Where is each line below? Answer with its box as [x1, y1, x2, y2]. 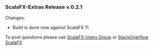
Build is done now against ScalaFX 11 [12, 24, 89, 30]
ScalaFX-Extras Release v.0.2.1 [5, 3, 83, 10]
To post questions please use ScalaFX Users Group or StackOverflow [5, 34, 149, 40]
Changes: [5, 15, 25, 21]
